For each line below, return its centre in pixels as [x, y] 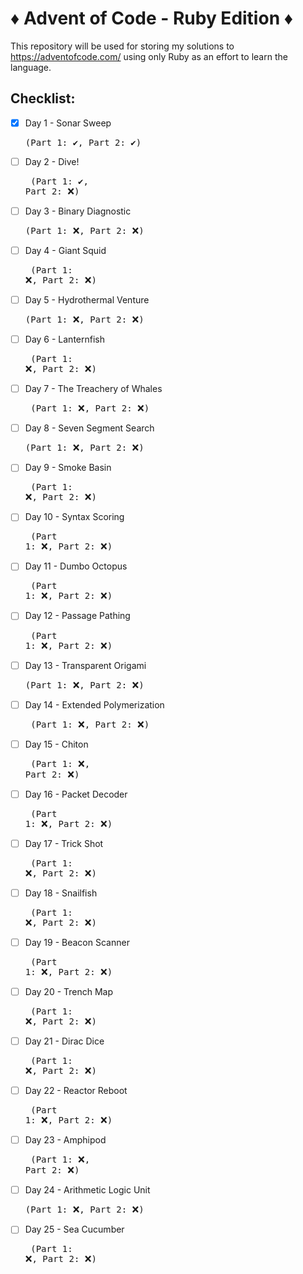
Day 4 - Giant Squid [65, 250]
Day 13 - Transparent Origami [85, 665]
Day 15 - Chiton [56, 744]
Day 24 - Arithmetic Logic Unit [87, 1190]
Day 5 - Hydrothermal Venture [87, 300]
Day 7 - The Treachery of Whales [93, 389]
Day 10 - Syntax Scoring [74, 517]
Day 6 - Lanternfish [64, 339]
